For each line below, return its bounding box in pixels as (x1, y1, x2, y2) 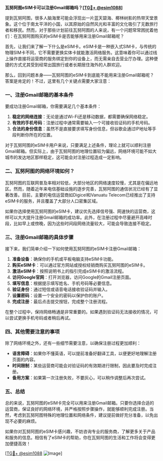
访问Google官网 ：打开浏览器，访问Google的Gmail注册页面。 (12, 274, 134, 280)
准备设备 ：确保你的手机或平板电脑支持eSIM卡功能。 (12, 256, 116, 262)
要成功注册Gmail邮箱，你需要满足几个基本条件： (5, 103, 102, 109)
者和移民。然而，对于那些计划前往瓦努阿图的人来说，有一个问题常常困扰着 (5, 27, 154, 33)
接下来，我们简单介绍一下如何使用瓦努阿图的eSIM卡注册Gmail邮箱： (5, 245, 142, 252)
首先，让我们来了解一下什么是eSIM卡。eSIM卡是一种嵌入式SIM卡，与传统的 (5, 44, 157, 49)
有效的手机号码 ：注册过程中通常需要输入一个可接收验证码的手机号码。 (12, 120, 153, 126)
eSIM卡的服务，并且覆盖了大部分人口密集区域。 (5, 198, 100, 204)
